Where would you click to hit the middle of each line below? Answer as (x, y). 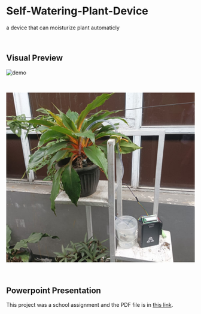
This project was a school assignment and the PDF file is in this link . (90, 305)
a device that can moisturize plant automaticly (63, 28)
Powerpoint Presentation (54, 290)
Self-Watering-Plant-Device (77, 11)
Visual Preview (35, 58)
